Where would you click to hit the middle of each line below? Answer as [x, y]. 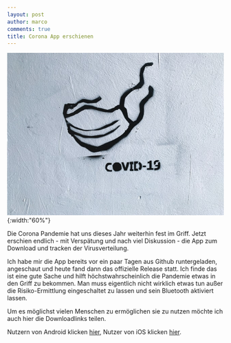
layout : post [26, 14]
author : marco [27, 22]
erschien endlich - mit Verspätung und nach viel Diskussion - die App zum [112, 241]
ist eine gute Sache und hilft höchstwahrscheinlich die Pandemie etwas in [111, 276]
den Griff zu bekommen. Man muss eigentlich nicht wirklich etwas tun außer [115, 284]
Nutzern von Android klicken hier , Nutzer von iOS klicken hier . [95, 332]
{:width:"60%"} [29, 221]
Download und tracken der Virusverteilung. [68, 248]
